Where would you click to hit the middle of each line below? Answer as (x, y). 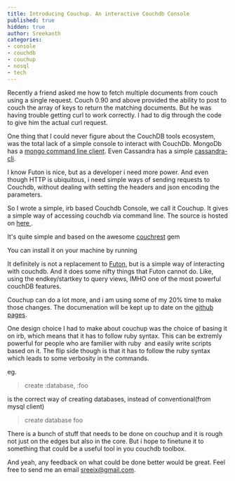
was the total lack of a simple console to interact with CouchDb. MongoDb (115, 143)
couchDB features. (34, 286)
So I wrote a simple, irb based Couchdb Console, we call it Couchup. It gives (118, 208)
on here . (20, 223)
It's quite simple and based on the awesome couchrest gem (94, 237)
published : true (31, 20)
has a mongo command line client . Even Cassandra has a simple (100, 151)
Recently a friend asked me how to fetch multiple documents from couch (113, 93)
